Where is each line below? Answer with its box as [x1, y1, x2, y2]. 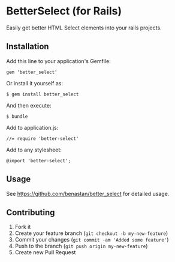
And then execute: [6, 102, 52, 109]
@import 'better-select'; [6, 157, 71, 163]
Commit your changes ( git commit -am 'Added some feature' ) [14, 236, 169, 243]
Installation [6, 41, 49, 52]
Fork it [14, 224, 31, 231]
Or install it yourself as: [6, 79, 63, 87]
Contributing [6, 207, 55, 218]
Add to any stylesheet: [6, 146, 62, 153]
